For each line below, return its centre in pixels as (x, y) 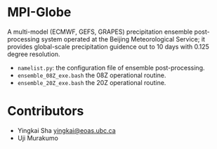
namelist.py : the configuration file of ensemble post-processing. (111, 67)
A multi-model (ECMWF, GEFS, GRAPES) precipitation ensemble (100, 32)
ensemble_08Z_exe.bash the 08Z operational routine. (92, 75)
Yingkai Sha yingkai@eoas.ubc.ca (66, 130)
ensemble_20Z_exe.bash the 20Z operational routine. (92, 82)
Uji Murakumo (38, 138)
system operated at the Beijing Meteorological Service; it (123, 39)
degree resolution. (34, 54)
